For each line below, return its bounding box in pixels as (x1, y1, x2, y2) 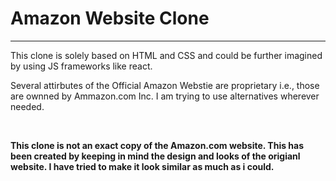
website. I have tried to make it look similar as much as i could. (10, 160, 275, 172)
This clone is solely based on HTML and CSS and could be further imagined (10, 49, 323, 61)
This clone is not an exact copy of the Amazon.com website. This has (10, 139, 305, 151)
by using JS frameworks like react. (10, 60, 153, 72)
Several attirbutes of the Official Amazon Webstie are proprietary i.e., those (10, 79, 320, 91)
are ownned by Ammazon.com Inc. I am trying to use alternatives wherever (10, 90, 320, 102)
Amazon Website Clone (10, 7, 210, 30)
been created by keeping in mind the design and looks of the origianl (10, 150, 301, 162)
